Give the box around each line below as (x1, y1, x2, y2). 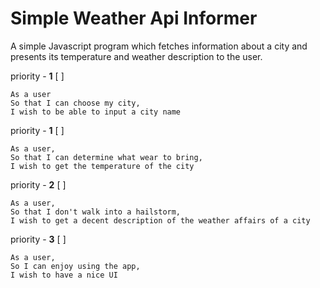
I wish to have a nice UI (10, 270, 118, 280)
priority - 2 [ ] (10, 178, 67, 191)
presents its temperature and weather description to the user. (10, 50, 263, 62)
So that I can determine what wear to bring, (10, 152, 203, 162)
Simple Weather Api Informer (10, 7, 258, 30)
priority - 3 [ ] (10, 233, 67, 245)
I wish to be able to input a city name (10, 107, 182, 117)
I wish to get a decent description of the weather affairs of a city (10, 215, 311, 226)
